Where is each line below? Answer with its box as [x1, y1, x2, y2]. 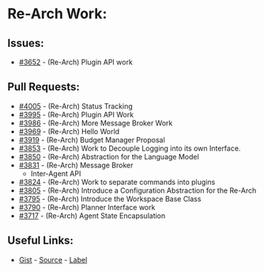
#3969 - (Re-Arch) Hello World [18, 126, 120, 136]
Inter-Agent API [30, 168, 81, 178]
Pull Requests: [7, 80, 80, 94]
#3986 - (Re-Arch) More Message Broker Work [18, 118, 173, 128]
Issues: [7, 36, 44, 50]
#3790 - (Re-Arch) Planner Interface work [18, 202, 156, 212]
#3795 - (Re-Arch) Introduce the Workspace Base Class [18, 193, 202, 203]
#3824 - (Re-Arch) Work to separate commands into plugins [18, 177, 216, 186]
